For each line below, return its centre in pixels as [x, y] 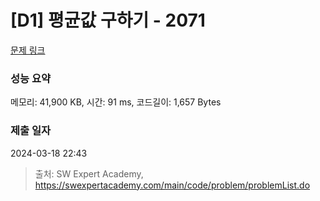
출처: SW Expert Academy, [89, 173]
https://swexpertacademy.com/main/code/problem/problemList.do [172, 185]
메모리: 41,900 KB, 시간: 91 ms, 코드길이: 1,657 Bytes [116, 102]
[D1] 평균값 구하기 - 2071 [108, 20]
